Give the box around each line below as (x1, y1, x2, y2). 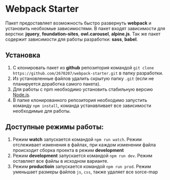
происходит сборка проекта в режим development (12, 147, 124, 153)
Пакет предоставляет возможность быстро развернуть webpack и (5, 20, 152, 26)
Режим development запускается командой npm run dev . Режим (12, 152, 153, 159)
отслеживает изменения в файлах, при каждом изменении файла (12, 141, 156, 148)
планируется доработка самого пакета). (12, 81, 101, 87)
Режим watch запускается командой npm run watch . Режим (12, 136, 142, 142)
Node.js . (12, 91, 31, 97)
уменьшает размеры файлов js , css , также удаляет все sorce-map (12, 169, 158, 175)
